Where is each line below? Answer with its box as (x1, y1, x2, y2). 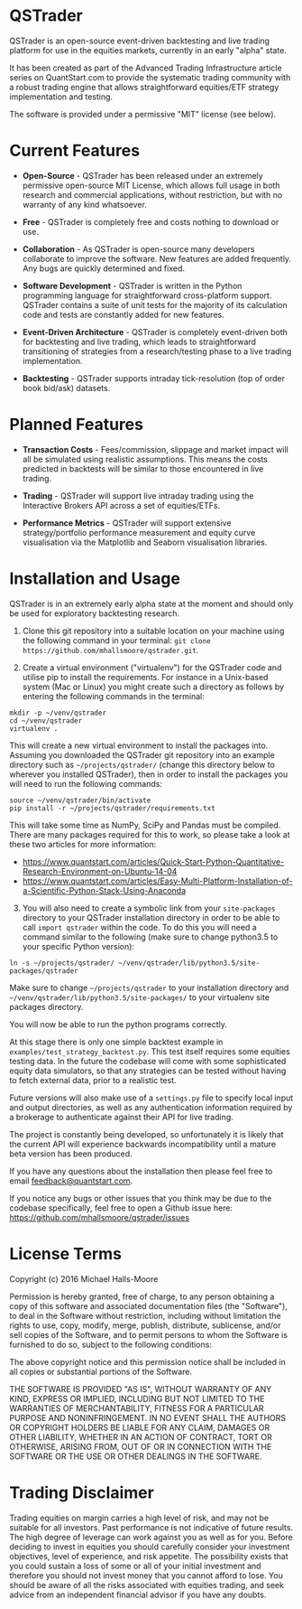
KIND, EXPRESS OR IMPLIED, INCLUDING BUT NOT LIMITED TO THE (9, 1393, 265, 1404)
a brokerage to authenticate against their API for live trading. (9, 1111, 234, 1122)
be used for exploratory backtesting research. (9, 607, 180, 619)
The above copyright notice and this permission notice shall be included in (9, 1356, 286, 1367)
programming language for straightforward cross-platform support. (22, 290, 272, 301)
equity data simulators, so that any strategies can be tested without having (9, 1065, 287, 1076)
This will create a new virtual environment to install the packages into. (9, 740, 269, 751)
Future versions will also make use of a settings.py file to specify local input (9, 1092, 294, 1103)
